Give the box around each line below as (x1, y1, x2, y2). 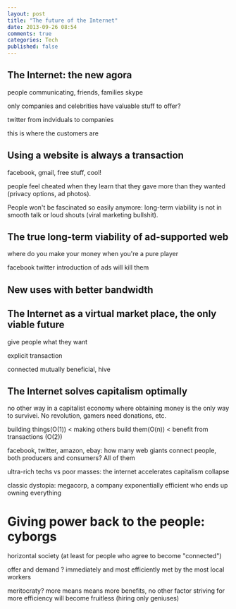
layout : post (7, 10, 46, 18)
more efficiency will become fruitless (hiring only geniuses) (7, 594, 180, 603)
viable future (7, 319, 65, 331)
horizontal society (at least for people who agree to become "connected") (7, 552, 222, 560)
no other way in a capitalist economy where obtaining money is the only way (7, 404, 230, 413)
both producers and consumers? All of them (7, 454, 135, 462)
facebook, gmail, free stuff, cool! (7, 168, 102, 176)
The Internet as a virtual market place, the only (7, 308, 217, 320)
